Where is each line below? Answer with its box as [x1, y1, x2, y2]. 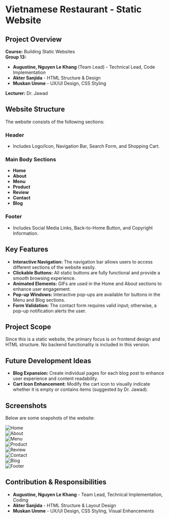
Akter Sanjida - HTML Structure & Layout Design [12, 502, 116, 508]
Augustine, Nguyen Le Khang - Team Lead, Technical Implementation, [12, 491, 163, 497]
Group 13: [5, 54, 27, 60]
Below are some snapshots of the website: [5, 414, 95, 421]
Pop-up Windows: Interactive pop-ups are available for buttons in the [12, 291, 160, 297]
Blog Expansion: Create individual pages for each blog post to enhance [12, 370, 164, 376]
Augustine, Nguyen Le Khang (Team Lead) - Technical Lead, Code [12, 64, 155, 70]
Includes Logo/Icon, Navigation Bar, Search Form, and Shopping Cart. [12, 143, 160, 149]
